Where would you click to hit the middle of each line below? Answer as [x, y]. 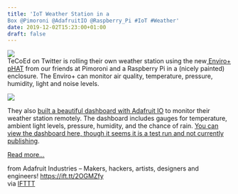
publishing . [24, 141]
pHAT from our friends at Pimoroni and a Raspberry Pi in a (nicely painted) [116, 69]
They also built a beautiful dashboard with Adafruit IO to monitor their [109, 111]
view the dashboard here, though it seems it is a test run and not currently [115, 134]
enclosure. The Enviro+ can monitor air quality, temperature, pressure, [110, 76]
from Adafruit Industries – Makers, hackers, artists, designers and [103, 168]
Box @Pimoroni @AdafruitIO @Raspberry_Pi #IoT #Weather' [93, 21]
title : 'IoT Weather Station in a [59, 14]
